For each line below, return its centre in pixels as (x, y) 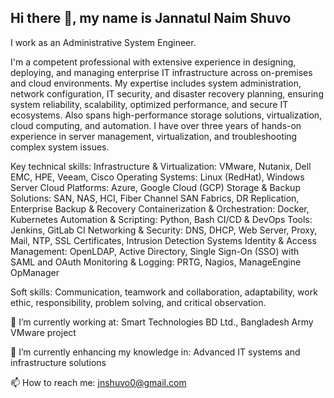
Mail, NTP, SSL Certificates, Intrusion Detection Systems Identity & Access (163, 240)
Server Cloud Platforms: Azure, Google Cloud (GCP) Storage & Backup (155, 187)
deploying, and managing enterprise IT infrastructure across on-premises (161, 72)
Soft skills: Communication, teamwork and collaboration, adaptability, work (164, 292)
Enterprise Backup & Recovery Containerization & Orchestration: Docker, (160, 208)
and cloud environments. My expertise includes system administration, (156, 83)
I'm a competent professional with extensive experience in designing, (153, 62)
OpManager (35, 272)
